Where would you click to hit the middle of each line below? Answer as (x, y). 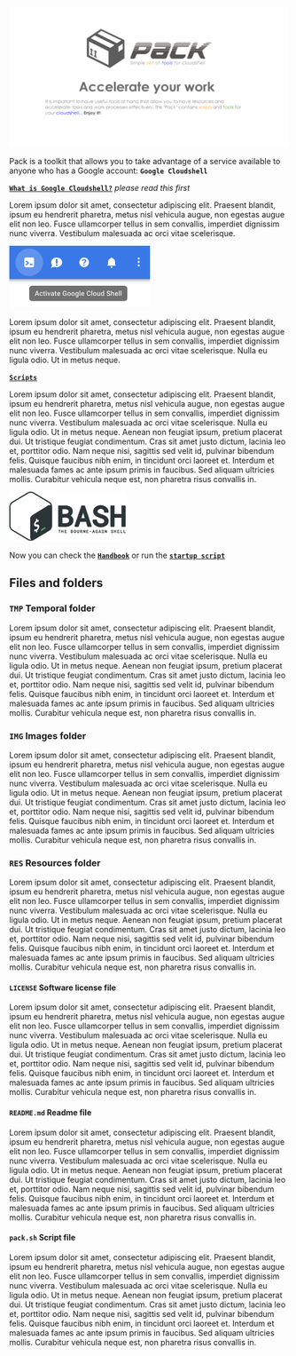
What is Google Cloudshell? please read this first (100, 188)
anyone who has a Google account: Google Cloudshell (109, 170)
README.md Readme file (51, 1113)
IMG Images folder (48, 735)
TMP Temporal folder (52, 608)
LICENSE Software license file (63, 987)
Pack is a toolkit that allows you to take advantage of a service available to (145, 161)
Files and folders (56, 583)
